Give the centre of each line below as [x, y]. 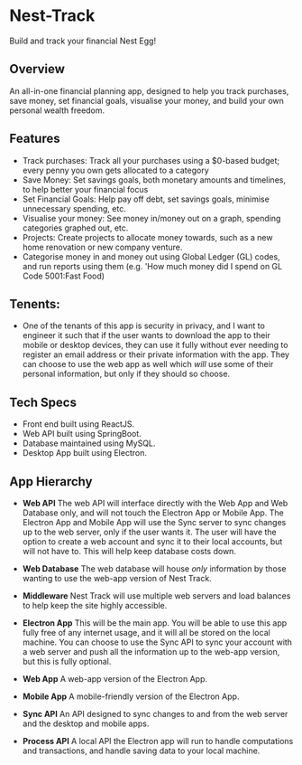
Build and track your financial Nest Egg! [82, 41]
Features [35, 139]
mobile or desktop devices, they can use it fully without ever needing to [155, 345]
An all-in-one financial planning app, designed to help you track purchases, [149, 90]
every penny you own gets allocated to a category [115, 170]
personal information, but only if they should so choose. [126, 374]
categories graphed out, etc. [75, 228]
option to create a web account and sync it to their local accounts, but [152, 542]
